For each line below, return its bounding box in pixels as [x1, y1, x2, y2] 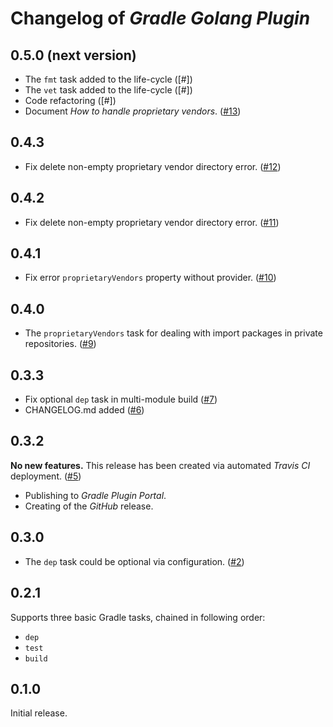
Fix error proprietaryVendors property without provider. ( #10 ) [24, 272, 277, 284]
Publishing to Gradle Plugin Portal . [24, 489, 167, 501]
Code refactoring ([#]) [24, 95, 117, 106]
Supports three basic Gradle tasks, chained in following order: [10, 611, 266, 623]
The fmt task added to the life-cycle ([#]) [24, 73, 193, 85]
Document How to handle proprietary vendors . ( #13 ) [24, 105, 242, 117]
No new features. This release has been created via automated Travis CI [10, 459, 311, 471]
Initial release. [10, 707, 68, 719]
